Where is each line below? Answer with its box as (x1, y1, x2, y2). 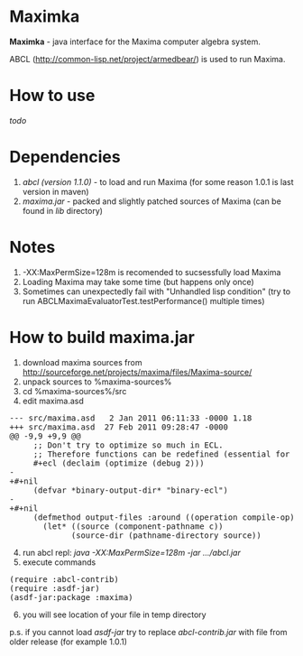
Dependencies (9, 147, 121, 168)
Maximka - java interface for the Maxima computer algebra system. (9, 36, 262, 47)
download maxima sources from (22, 356, 142, 367)
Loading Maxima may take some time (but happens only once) (22, 276, 254, 287)
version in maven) (22, 186, 89, 197)
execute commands (22, 557, 96, 568)
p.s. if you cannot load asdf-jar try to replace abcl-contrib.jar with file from (9, 626, 288, 637)
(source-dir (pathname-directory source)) (70, 530, 262, 541)
